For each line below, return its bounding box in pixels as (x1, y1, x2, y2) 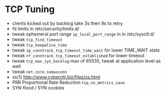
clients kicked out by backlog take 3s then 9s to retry (12, 20, 123, 26)
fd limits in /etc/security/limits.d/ (12, 25, 79, 31)
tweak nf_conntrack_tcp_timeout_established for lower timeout (12, 52, 145, 59)
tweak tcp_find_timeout (12, 36, 63, 42)
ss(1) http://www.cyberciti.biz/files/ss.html (12, 74, 101, 80)
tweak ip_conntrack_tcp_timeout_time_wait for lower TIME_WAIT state (12, 47, 160, 53)
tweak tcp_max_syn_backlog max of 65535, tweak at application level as (12, 58, 161, 64)
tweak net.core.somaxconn (12, 68, 67, 74)
